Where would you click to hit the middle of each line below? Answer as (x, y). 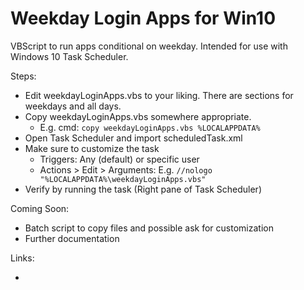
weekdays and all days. (73, 106)
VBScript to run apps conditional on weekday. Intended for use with (149, 46)
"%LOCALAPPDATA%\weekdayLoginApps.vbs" (123, 179)
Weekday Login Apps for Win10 (143, 18)
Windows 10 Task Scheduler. (69, 56)
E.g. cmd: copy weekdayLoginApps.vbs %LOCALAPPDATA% (150, 127)
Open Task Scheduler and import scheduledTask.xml (133, 138)
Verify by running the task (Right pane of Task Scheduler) (143, 189)
